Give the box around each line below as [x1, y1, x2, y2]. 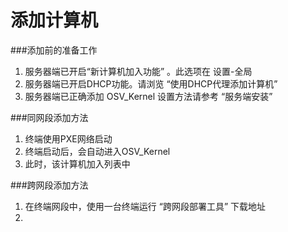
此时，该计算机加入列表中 [24, 157, 131, 170]
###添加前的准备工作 [10, 44, 98, 56]
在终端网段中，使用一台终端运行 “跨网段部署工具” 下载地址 [24, 200, 267, 212]
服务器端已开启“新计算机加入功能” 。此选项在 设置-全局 [24, 65, 253, 77]
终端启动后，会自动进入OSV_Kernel [24, 145, 171, 157]
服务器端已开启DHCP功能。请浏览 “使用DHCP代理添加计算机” [24, 77, 278, 90]
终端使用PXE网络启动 [24, 132, 113, 145]
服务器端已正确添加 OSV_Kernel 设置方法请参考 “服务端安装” [24, 90, 273, 102]
